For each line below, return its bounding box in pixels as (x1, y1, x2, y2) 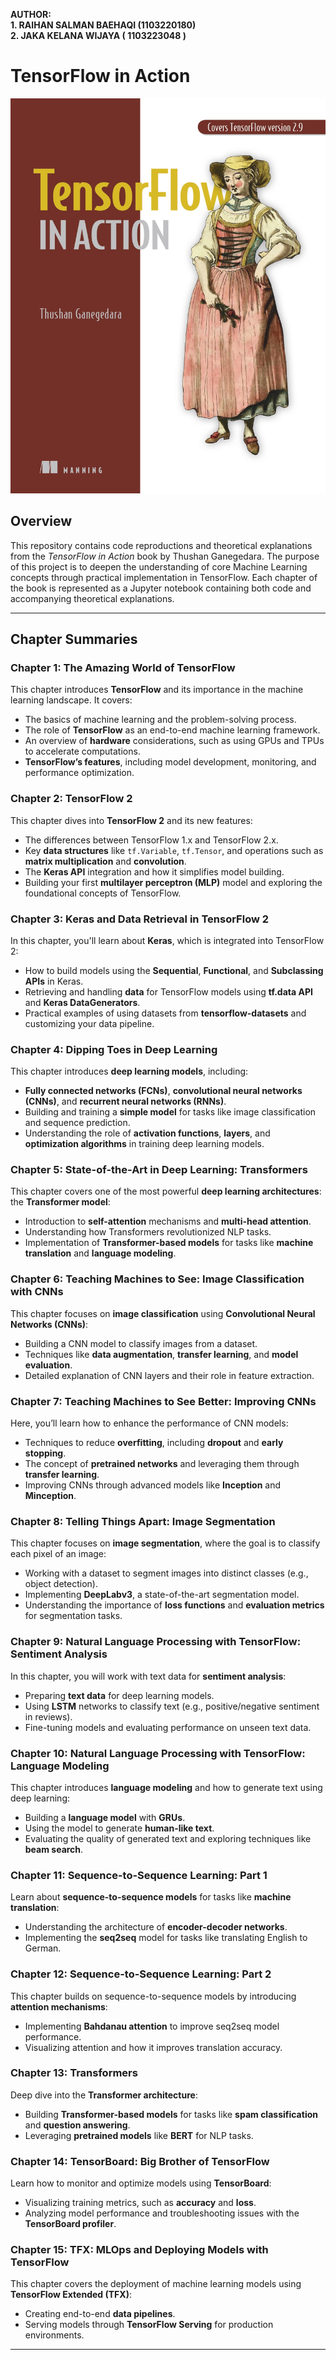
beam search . (24, 1843, 84, 1855)
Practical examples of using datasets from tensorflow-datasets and (24, 1007, 307, 1019)
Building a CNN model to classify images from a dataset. (24, 1337, 258, 1349)
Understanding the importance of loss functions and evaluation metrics (24, 1599, 325, 1611)
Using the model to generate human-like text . (24, 1822, 215, 1834)
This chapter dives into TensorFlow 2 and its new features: (10, 814, 253, 826)
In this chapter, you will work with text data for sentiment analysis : (10, 1670, 287, 1682)
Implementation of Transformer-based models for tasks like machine (24, 1237, 314, 1249)
